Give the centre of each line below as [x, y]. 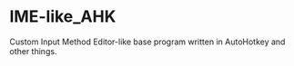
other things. [33, 51]
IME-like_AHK [63, 17]
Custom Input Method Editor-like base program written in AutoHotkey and [147, 42]
